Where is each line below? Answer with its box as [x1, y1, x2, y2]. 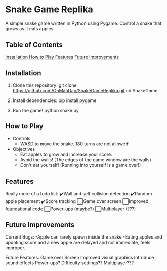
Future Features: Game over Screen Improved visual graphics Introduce [5, 255, 154, 260]
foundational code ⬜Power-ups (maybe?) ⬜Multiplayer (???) [5, 206, 136, 212]
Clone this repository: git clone [12, 82, 77, 88]
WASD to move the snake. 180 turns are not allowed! [20, 141, 130, 147]
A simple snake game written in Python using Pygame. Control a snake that [5, 20, 162, 26]
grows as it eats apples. [5, 25, 55, 31]
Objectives [12, 146, 35, 152]
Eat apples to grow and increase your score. [20, 151, 112, 158]
